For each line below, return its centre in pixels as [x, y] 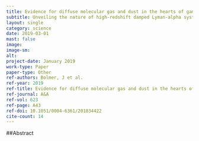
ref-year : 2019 [25, 84]
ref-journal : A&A [28, 94]
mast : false [21, 39]
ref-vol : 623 [22, 100]
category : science [29, 28]
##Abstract [20, 133]
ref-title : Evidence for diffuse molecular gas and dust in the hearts [96, 89]
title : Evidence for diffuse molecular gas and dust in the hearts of [95, 12]
